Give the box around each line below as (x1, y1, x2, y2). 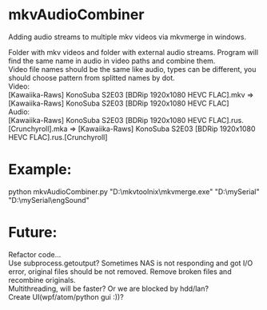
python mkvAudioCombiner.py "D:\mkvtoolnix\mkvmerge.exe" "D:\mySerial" (8, 186, 260, 197)
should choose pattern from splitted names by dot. (8, 73, 176, 82)
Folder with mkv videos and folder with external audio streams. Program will (8, 47, 258, 57)
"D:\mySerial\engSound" (8, 195, 90, 205)
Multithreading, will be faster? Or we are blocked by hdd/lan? (8, 284, 209, 293)
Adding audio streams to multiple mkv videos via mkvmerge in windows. (8, 32, 246, 42)
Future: (8, 224, 58, 241)
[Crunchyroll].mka (8, 124, 68, 133)
